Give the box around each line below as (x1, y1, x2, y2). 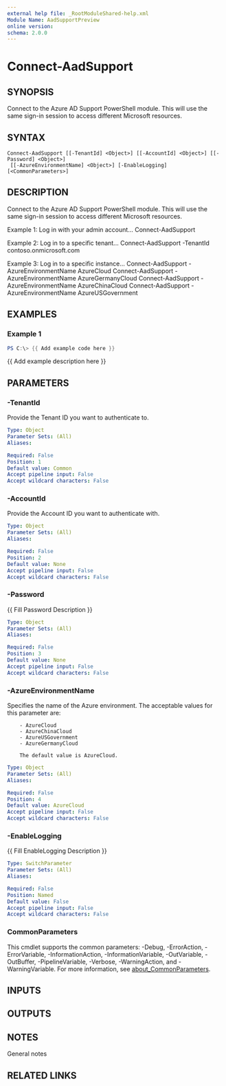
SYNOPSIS (7, 86, 54, 98)
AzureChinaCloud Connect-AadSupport (78, 281, 190, 290)
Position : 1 (7, 458, 41, 465)
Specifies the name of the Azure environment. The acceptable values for (7, 702, 213, 710)
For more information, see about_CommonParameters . (57, 964, 211, 973)
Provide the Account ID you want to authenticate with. (7, 510, 160, 518)
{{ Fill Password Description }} (7, 605, 93, 613)
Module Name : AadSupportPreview (7, 17, 100, 23)
